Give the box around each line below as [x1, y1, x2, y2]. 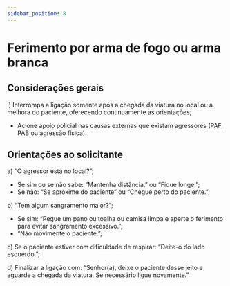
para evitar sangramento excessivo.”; [17, 222, 123, 231]
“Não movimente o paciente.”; [17, 229, 102, 238]
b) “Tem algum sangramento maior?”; [7, 202, 113, 210]
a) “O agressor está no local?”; [7, 167, 95, 175]
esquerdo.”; [7, 250, 40, 258]
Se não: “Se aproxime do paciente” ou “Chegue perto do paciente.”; [17, 188, 211, 196]
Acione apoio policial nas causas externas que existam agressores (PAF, [17, 121, 223, 129]
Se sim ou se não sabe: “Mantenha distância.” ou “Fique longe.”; [17, 181, 200, 189]
